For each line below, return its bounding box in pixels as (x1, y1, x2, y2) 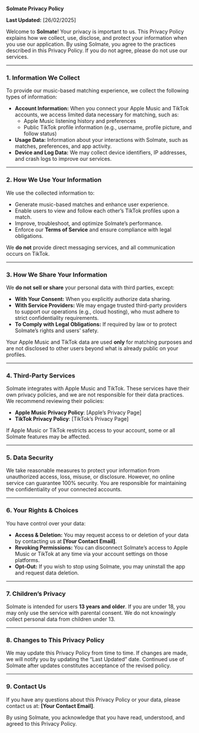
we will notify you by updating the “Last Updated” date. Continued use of (6, 656, 185, 663)
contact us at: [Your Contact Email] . (6, 702, 95, 709)
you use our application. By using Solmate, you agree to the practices (6, 41, 176, 47)
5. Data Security (6, 453, 54, 462)
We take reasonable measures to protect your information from (6, 467, 160, 474)
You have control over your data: (6, 519, 86, 527)
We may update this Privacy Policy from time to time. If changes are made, (6, 649, 188, 656)
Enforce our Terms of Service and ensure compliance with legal (14, 226, 172, 233)
